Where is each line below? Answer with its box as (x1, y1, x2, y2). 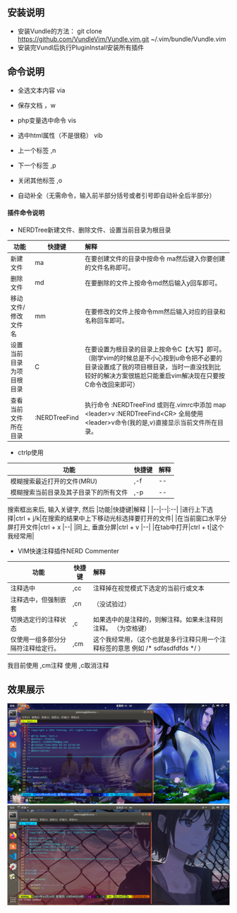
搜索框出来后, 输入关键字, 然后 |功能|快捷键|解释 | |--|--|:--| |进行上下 (7, 505, 207, 514)
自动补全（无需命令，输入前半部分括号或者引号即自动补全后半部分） (17, 191, 216, 199)
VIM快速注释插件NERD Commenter (17, 546, 120, 555)
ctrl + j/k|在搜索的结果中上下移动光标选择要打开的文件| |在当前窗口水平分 (15, 514, 227, 522)
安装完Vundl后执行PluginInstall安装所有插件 (17, 43, 145, 52)
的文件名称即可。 (84, 263, 135, 271)
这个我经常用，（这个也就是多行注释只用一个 (92, 635, 220, 644)
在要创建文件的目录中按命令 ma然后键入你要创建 (84, 254, 226, 263)
